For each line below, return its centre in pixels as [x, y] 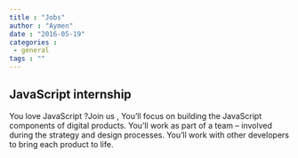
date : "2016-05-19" [48, 34]
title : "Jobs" [37, 17]
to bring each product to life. [61, 144]
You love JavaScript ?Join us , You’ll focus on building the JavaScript [136, 115]
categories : [33, 42]
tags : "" [28, 59]
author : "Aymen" [41, 26]
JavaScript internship [70, 95]
